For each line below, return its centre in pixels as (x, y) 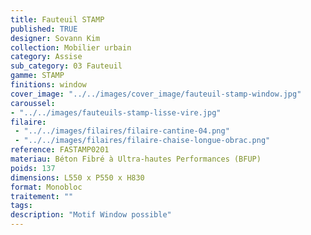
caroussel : (33, 103)
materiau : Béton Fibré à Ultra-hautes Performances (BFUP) (136, 159)
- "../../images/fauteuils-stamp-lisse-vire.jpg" (116, 112)
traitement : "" (42, 196)
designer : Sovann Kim (55, 38)
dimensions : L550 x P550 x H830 (77, 177)
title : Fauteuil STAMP (57, 19)
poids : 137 (33, 168)
